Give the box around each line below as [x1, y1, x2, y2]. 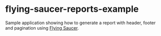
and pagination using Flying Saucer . [5, 25, 79, 31]
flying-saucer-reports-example [5, 3, 139, 15]
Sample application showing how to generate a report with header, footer [5, 20, 156, 26]
